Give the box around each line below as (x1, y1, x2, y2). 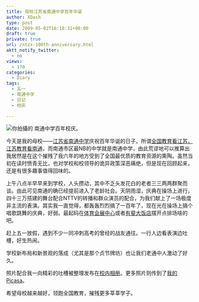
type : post (6, 20, 33, 26)
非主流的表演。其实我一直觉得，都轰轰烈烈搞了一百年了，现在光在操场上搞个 (6, 202, 193, 209)
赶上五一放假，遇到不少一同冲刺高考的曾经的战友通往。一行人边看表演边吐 (6, 229, 188, 236)
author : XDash (6, 14, 41, 20)
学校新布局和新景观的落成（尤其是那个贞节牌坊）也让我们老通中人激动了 (6, 249, 182, 256)
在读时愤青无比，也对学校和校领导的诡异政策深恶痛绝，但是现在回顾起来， (11, 160, 193, 167)
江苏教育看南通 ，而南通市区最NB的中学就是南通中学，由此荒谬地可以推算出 (6, 145, 190, 152)
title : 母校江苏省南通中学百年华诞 (6, 8, 82, 15)
